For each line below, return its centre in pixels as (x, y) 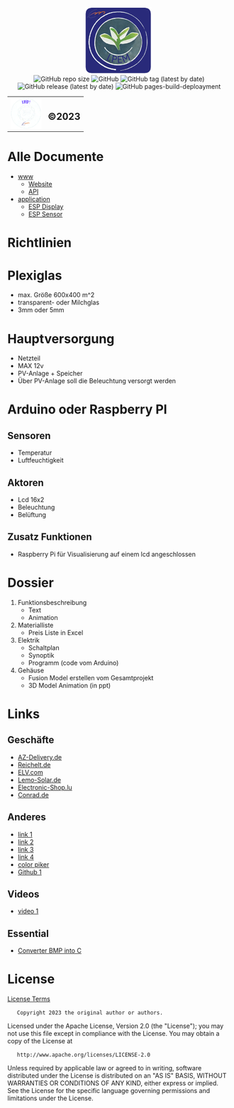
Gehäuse (31, 670)
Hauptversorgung (61, 339)
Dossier (31, 583)
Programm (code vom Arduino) (73, 663)
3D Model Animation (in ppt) (69, 685)
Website (40, 184)
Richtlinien (40, 243)
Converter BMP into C (49, 951)
